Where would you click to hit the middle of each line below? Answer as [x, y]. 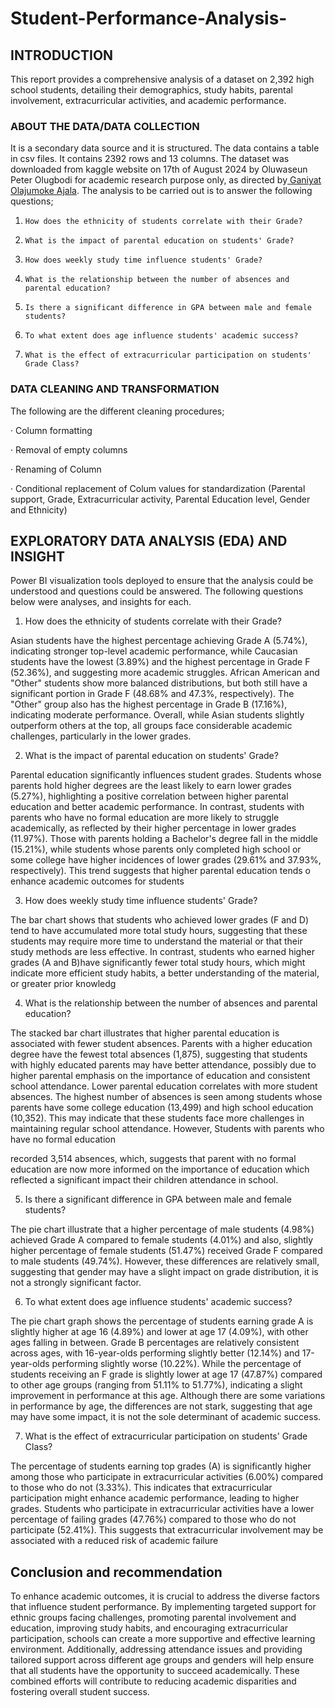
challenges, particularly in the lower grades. [101, 736]
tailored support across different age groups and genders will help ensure [162, 1660]
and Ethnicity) [39, 509]
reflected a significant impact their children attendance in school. [144, 1180]
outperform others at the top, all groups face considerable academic [151, 726]
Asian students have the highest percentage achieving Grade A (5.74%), [159, 641]
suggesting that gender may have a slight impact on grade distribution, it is [164, 1272]
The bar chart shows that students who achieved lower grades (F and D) [159, 920]
